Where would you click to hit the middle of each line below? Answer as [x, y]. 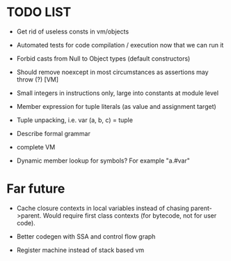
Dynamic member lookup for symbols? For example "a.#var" [103, 161]
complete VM [36, 147]
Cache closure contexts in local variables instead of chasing [103, 208]
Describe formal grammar [54, 133]
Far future [36, 189]
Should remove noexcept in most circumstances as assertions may [113, 72]
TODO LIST [39, 12]
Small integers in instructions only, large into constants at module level [118, 93]
